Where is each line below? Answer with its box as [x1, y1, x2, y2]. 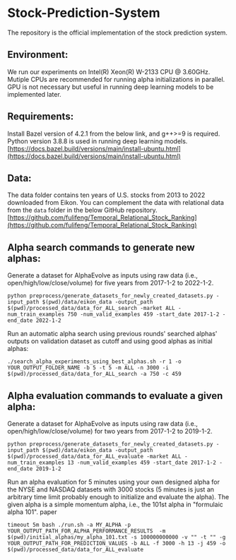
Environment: [7, 49, 69, 61]
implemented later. [7, 90, 61, 98]
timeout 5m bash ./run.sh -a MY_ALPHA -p [7, 521, 131, 528]
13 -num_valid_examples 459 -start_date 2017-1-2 [67, 459, 217, 466]
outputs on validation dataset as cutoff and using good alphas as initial [7, 337, 213, 345]
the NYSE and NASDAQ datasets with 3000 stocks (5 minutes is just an [7, 485, 214, 494]
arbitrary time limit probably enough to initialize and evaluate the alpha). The [7, 493, 230, 501]
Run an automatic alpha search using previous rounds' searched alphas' [7, 330, 218, 338]
